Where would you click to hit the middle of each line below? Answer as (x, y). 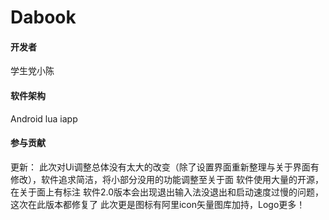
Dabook (43, 17)
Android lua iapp (44, 118)
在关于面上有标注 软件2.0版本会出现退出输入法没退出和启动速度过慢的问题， (167, 192)
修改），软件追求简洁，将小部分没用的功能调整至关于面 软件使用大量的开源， (167, 179)
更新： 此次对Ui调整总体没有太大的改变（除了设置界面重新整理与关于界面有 (165, 167)
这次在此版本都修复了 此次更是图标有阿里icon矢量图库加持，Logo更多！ (158, 204)
